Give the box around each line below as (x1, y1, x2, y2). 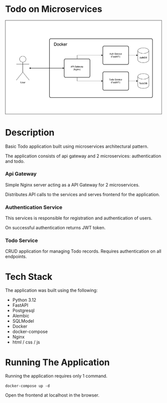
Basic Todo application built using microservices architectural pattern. (5, 143, 149, 149)
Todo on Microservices (5, 3, 102, 15)
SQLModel (12, 318, 34, 324)
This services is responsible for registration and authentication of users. (5, 215, 153, 221)
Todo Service (5, 237, 38, 244)
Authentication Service (5, 203, 63, 210)
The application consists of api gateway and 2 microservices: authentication (5, 153, 162, 159)
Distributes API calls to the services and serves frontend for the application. (5, 191, 160, 197)
